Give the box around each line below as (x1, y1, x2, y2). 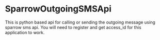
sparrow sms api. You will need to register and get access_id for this (5, 24, 142, 30)
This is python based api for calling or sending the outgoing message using (5, 19, 156, 25)
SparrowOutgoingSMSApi (5, 3, 112, 14)
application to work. (5, 29, 45, 35)
